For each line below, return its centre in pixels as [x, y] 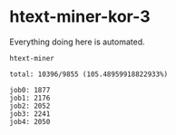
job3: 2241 [30, 114]
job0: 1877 [30, 90]
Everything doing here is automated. [77, 42]
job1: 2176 [30, 98]
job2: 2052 [30, 106]
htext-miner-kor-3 [80, 17]
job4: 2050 [30, 121]
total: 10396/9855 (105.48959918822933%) [89, 74]
